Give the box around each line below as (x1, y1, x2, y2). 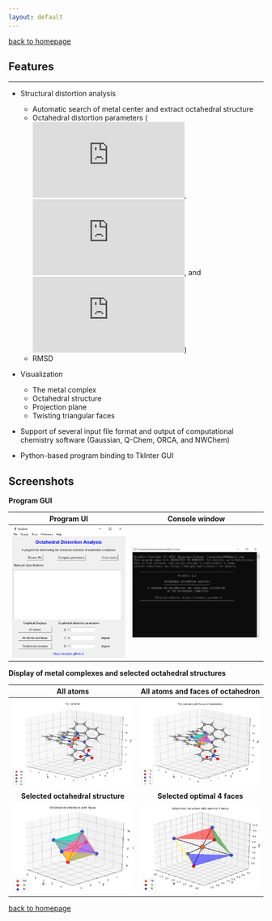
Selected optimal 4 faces (157, 791, 244, 800)
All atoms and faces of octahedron (140, 686, 261, 696)
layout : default (8, 13, 63, 21)
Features (8, 60, 54, 74)
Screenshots (8, 474, 74, 488)
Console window (167, 514, 225, 524)
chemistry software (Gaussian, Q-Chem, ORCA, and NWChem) (19, 435, 231, 445)
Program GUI (8, 496, 53, 506)
